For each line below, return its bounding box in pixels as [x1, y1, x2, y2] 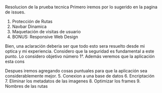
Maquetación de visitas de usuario [12, 29, 81, 34]
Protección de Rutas [12, 19, 53, 24]
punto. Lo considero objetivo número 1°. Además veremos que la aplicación [5, 53, 155, 59]
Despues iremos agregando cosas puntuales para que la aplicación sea [5, 68, 147, 74]
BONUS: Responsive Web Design [12, 34, 78, 40]
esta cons [5, 59, 25, 64]
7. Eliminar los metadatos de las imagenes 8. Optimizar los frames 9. [5, 78, 141, 84]
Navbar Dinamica [12, 24, 47, 29]
